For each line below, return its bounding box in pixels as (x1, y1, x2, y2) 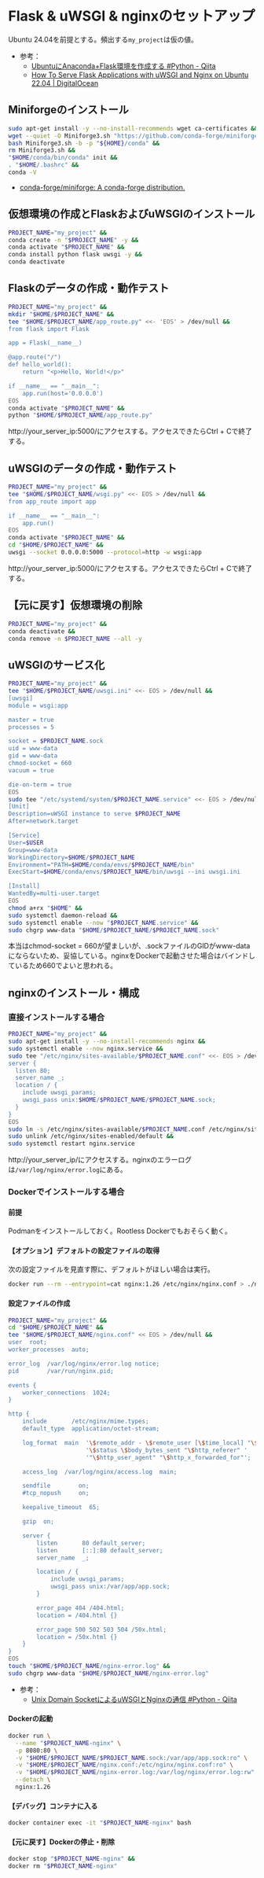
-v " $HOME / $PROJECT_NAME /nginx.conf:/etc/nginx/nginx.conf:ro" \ (15, 1761, 234, 1769)
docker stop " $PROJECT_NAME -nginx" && (8, 1855, 135, 1863)
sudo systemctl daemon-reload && (8, 911, 118, 919)
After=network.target (8, 817, 79, 826)
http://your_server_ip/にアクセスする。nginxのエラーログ (8, 1155, 192, 1165)
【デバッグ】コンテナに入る (8, 1801, 98, 1810)
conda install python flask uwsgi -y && (8, 251, 143, 259)
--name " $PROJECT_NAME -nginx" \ (15, 1739, 122, 1747)
